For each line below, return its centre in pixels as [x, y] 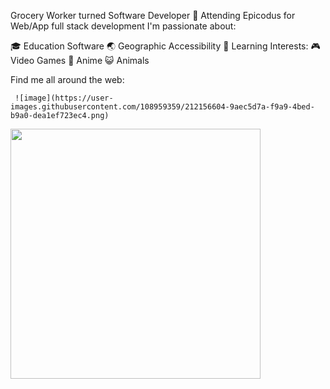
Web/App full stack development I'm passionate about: [123, 26]
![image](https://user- [64, 98]
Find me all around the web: [67, 79]
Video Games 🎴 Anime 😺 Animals [80, 60]
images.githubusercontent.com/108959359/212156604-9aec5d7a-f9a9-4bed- [162, 107]
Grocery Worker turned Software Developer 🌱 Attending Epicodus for [153, 15]
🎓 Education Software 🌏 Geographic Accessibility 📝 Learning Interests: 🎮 [165, 46]
